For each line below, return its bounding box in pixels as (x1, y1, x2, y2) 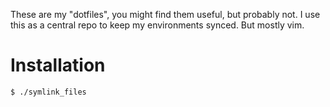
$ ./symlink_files (10, 87, 87, 97)
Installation (10, 54, 106, 77)
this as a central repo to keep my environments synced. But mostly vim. (10, 19, 305, 31)
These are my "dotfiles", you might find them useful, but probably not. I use (10, 9, 321, 20)
